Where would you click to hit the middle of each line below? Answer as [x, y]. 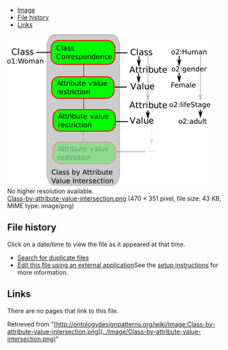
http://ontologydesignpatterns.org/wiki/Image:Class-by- [135, 324]
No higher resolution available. [51, 191]
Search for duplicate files [53, 257]
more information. [42, 272]
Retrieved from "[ [32, 324]
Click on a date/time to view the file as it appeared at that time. [96, 244]
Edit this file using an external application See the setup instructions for [118, 265]
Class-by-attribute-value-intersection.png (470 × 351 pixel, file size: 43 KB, [114, 199]
